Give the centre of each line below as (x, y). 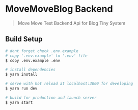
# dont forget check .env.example (42, 51)
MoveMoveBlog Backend (59, 9)
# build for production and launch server (51, 98)
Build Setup (24, 39)
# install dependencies (31, 70)
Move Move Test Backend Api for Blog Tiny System (72, 23)
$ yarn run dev (21, 89)
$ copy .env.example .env (33, 60)
